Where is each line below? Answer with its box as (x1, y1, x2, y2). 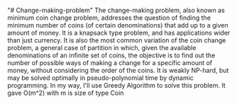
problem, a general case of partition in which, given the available (7, 44, 197, 52)
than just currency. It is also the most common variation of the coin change (7, 36, 226, 45)
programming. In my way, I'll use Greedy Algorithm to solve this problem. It (7, 81, 226, 89)
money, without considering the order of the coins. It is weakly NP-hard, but (7, 67, 229, 74)
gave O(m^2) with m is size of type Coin (7, 88, 124, 97)
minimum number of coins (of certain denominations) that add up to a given (7, 21, 228, 29)
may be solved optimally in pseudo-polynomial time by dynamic (7, 74, 194, 82)
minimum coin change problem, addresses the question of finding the (7, 13, 211, 22)
